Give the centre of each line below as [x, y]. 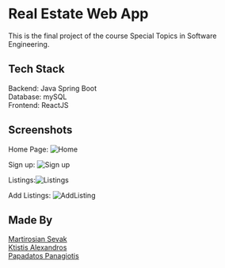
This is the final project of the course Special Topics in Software [113, 36]
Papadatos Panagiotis [44, 256]
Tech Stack [36, 69]
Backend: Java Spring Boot [53, 88]
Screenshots [40, 130]
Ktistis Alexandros [38, 247]
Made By [31, 220]
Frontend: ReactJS [38, 105]
